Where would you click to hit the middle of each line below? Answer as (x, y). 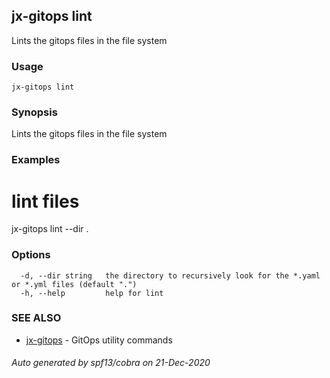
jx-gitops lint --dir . (50, 229)
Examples (36, 160)
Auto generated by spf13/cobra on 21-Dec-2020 (111, 363)
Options (31, 255)
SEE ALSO (36, 318)
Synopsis (34, 112)
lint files (45, 201)
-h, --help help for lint (92, 293)
